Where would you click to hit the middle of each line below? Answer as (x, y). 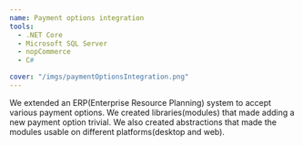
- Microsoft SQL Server (62, 43)
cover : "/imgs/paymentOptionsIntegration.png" (99, 77)
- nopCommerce (44, 52)
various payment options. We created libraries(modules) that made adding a (152, 112)
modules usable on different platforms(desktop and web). (117, 131)
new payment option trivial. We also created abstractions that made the (143, 122)
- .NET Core (40, 35)
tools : (22, 26)
